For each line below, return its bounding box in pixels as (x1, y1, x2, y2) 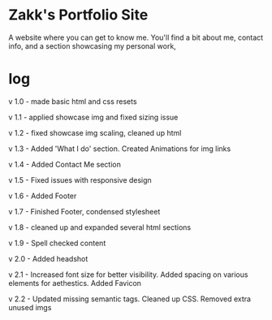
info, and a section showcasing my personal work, (8, 41, 176, 50)
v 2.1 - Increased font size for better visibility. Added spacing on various (8, 270, 248, 279)
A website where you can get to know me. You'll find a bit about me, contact (8, 32, 264, 42)
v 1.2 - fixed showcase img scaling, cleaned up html (8, 128, 182, 137)
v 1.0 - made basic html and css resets (8, 96, 137, 106)
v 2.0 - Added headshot (8, 253, 89, 263)
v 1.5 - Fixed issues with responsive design (8, 175, 152, 184)
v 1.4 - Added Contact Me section (8, 159, 122, 169)
